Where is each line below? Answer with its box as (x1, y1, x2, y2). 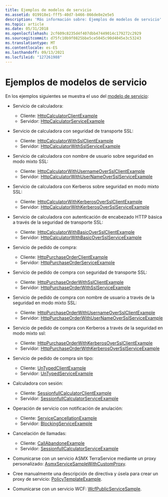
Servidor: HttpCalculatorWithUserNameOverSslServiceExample (20, 173, 153, 180)
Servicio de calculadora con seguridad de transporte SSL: (12, 128, 134, 134)
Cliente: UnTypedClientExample (20, 365, 87, 371)
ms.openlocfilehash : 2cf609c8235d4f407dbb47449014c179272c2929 (5, 31, 142, 36)
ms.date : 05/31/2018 (5, 26, 49, 31)
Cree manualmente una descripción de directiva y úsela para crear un (12, 471, 158, 477)
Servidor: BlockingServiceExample (20, 420, 93, 427)
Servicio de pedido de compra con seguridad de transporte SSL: (12, 269, 148, 275)
